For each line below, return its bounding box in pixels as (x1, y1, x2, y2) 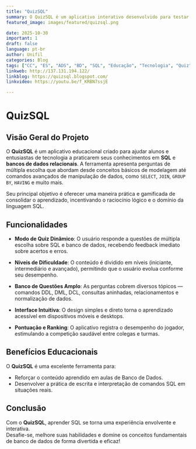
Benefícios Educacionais (6, 347, 98, 357)
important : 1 (6, 36, 38, 42)
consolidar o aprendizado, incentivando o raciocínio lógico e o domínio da (6, 196, 184, 203)
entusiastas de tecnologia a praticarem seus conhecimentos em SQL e (6, 154, 176, 161)
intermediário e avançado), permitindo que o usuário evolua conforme (14, 265, 183, 272)
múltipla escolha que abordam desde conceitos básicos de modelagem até (6, 167, 187, 174)
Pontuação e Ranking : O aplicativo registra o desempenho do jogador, (14, 324, 185, 331)
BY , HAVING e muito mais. (6, 179, 64, 186)
